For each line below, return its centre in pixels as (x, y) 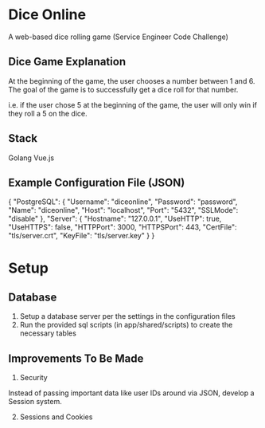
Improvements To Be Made (76, 358)
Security (33, 378)
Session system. (35, 402)
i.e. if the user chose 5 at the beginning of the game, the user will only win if (132, 104)
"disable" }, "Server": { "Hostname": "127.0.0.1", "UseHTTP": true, (115, 219)
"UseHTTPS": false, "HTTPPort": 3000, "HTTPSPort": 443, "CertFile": (123, 227)
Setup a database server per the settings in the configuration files (128, 316)
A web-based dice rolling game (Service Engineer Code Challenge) (119, 37)
